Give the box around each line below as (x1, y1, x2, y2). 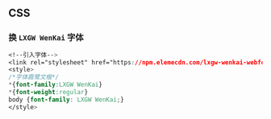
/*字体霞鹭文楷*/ (8, 73, 59, 81)
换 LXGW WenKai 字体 (8, 32, 84, 43)
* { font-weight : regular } (8, 88, 89, 96)
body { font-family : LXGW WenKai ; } (8, 96, 125, 104)
